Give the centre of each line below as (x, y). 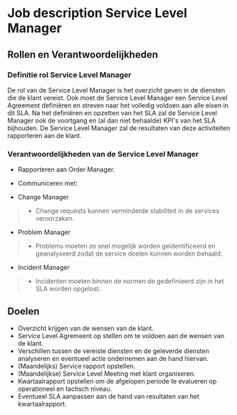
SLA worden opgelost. (68, 289)
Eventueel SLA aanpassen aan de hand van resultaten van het (109, 396)
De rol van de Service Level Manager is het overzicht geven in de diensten (116, 90)
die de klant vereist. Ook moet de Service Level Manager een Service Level (117, 98)
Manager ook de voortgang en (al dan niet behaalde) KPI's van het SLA (111, 120)
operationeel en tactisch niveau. (65, 389)
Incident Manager (43, 268)
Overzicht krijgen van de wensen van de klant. (86, 328)
